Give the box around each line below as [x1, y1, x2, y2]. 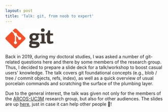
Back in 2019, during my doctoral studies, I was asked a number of [5, 54, 145, 60]
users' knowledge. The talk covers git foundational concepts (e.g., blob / [5, 70, 157, 76]
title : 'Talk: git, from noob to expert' [5, 13, 94, 19]
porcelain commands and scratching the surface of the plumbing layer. [5, 81, 154, 87]
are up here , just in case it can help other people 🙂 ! [5, 101, 112, 107]
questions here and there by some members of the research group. [21, 59, 161, 65]
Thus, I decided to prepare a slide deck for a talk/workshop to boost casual [5, 64, 162, 70]
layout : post [5, 8, 33, 13]
